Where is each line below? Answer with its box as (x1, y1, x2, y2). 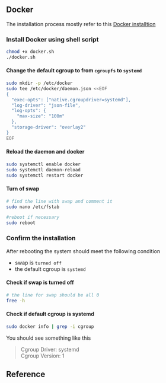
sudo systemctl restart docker (6, 172, 84, 178)
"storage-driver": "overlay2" (11, 125, 86, 130)
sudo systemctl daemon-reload (6, 167, 81, 173)
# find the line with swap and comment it (6, 198, 113, 204)
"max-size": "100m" (17, 113, 65, 119)
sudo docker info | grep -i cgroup (6, 323, 94, 330)
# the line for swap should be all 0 (6, 292, 100, 298)
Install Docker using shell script (6, 35, 99, 43)
